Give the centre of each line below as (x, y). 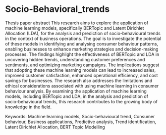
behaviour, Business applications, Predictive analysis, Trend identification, (81, 122)
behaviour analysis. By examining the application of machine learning (76, 91)
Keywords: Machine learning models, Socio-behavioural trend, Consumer (80, 116)
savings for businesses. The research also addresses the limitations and (79, 81)
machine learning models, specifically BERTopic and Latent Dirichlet (75, 28)
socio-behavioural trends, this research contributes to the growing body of (81, 101)
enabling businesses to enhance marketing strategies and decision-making (82, 49)
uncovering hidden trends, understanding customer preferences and (75, 59)
